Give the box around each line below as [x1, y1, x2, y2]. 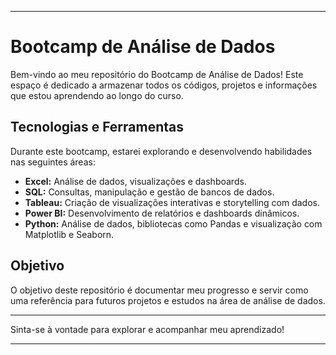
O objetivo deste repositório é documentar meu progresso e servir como [10, 284, 309, 296]
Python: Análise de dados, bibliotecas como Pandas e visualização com [24, 217, 323, 230]
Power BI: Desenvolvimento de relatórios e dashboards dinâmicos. [24, 207, 300, 219]
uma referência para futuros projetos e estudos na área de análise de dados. [10, 294, 326, 306]
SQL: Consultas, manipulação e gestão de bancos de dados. [24, 186, 275, 198]
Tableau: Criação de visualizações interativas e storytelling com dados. [24, 196, 320, 208]
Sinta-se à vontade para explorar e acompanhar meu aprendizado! [10, 323, 285, 335]
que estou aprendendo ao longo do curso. [10, 89, 184, 101]
